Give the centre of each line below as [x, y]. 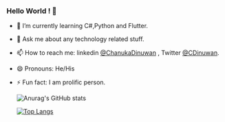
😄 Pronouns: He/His [45, 69]
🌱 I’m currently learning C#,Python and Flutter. [82, 26]
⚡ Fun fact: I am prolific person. [61, 82]
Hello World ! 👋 [32, 11]
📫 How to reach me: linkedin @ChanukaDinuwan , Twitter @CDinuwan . [118, 53]
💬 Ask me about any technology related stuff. [80, 39]
